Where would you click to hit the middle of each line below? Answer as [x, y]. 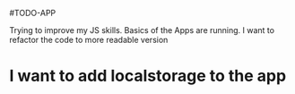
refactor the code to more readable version [89, 40]
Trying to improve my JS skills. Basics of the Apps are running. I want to [142, 30]
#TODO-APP [33, 13]
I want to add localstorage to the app [148, 76]
